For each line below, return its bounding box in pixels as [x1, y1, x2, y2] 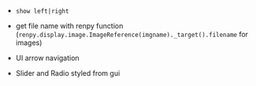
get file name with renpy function [15, 21, 124, 30]
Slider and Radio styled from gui [15, 69, 121, 77]
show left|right [15, 7, 69, 15]
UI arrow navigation [15, 54, 80, 62]
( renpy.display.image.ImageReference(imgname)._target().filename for [15, 30, 249, 39]
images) [15, 38, 43, 47]
